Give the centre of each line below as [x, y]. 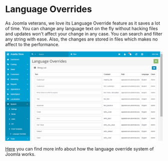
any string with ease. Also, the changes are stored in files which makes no [81, 39]
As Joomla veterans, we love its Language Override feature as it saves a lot [83, 23]
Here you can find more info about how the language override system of [79, 148]
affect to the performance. [32, 44]
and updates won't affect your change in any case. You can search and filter [84, 34]
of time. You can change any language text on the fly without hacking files [82, 28]
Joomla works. [20, 154]
